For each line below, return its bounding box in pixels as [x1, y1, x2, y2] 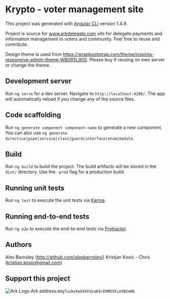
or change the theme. [5, 62, 51, 68]
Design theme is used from [5, 51, 62, 57]
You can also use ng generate [5, 129, 68, 136]
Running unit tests [5, 183, 65, 192]
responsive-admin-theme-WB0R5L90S [5, 56, 88, 62]
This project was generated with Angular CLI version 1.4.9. [5, 20, 128, 27]
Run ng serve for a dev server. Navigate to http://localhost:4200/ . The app [5, 90, 165, 97]
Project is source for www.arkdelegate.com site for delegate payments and [5, 30, 163, 36]
